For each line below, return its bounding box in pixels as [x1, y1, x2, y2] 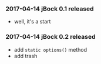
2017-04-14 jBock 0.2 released [5, 33, 96, 41]
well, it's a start [14, 18, 51, 25]
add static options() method [14, 46, 87, 53]
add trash [14, 52, 38, 59]
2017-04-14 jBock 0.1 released [5, 5, 95, 13]
